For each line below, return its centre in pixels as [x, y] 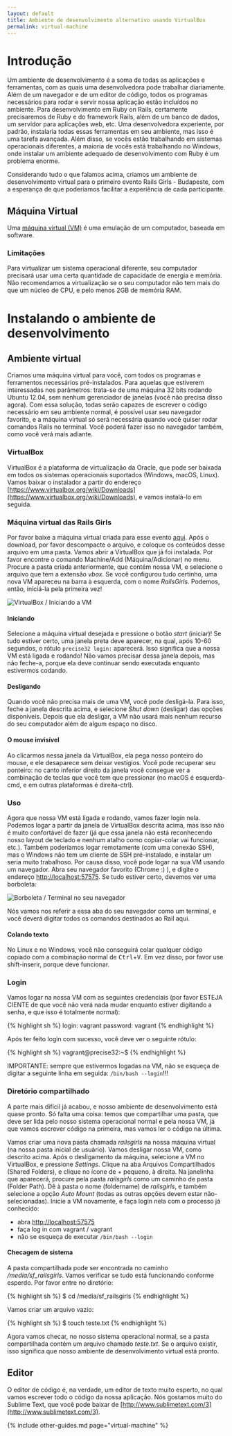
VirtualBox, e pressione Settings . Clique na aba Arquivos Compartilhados [111, 1164]
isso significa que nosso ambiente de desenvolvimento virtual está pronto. [113, 1351]
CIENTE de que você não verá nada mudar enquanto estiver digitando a [110, 1005]
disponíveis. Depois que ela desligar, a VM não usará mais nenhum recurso [114, 717]
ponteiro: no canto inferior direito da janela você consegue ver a [99, 770]
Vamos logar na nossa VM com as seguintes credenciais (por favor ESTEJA [115, 998]
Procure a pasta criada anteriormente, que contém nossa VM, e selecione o [115, 567]
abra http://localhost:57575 [56, 1222]
